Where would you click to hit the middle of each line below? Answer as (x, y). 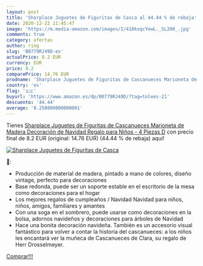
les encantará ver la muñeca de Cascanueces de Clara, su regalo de (101, 238)
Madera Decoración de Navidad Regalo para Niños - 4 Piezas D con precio (100, 132)
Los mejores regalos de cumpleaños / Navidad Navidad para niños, (99, 199)
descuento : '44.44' (31, 102)
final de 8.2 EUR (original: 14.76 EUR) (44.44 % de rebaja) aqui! (85, 138)
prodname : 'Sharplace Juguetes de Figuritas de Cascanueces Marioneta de (102, 80)
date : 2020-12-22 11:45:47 (40, 23)
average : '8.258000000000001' (45, 108)
